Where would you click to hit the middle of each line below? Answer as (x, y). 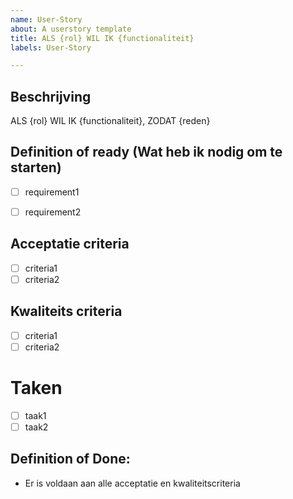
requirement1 (52, 192)
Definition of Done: (70, 459)
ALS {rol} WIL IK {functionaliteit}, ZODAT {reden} (110, 121)
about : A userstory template (71, 29)
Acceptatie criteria (70, 244)
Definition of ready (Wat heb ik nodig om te (146, 152)
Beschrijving (51, 96)
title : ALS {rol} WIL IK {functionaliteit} (102, 38)
